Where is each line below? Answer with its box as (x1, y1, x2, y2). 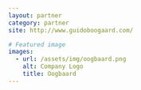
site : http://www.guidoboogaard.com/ (8, 26, 134, 34)
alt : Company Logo (22, 62, 84, 71)
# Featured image (8, 40, 66, 48)
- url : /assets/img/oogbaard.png (15, 55, 127, 63)
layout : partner (8, 11, 62, 20)
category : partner (8, 19, 69, 27)
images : (8, 48, 34, 56)
